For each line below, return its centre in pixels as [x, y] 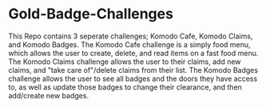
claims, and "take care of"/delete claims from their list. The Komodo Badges [133, 70]
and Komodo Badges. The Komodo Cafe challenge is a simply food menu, [129, 44]
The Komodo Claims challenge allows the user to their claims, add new [125, 62]
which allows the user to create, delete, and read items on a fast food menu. [133, 53]
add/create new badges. [49, 95]
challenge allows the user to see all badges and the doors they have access [133, 78]
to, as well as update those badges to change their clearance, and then [125, 87]
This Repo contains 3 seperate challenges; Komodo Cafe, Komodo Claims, [131, 36]
